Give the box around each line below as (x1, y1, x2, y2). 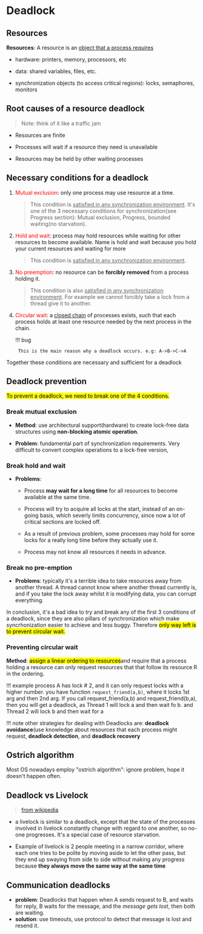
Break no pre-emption (6, 563, 73, 572)
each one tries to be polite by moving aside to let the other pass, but (15, 849, 186, 857)
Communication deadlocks (6, 880, 110, 890)
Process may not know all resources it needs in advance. (24, 549, 167, 556)
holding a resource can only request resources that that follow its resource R (6, 663, 198, 670)
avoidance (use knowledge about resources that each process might (6, 726, 178, 733)
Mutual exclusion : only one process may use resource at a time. (15, 189, 175, 196)
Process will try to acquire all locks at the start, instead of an (24, 505, 175, 513)
